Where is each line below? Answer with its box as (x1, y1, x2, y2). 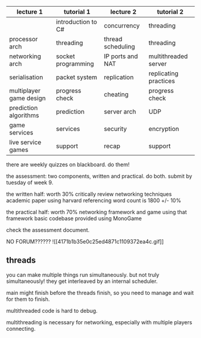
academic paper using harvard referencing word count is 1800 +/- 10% (6, 197, 181, 204)
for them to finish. (6, 296, 50, 303)
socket (56, 52, 75, 60)
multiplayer (9, 87, 41, 95)
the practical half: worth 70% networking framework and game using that (6, 209, 187, 215)
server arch (103, 108, 136, 115)
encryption (148, 125, 179, 133)
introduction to (56, 18, 98, 26)
